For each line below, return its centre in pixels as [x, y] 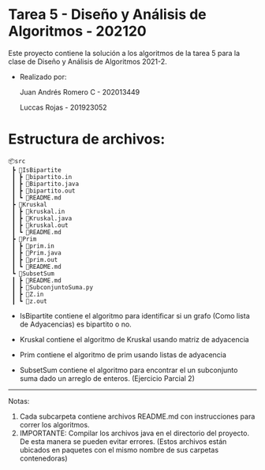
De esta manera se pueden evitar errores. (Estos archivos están [123, 441]
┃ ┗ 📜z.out [29, 301]
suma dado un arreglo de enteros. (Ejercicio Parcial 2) [107, 378]
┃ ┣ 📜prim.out [35, 259]
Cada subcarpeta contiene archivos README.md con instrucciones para [137, 416]
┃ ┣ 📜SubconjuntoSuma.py [52, 287]
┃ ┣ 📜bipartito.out [44, 191]
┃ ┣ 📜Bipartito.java [45, 184]
